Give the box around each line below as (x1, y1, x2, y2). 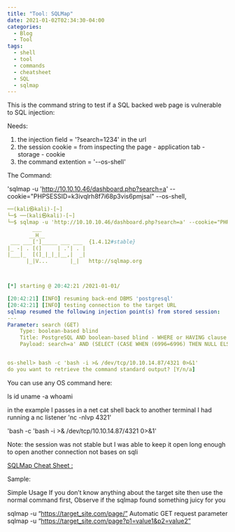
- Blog (13, 29, 33, 37)
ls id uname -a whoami (7, 392, 73, 401)
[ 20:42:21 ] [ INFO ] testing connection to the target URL (7, 301, 177, 308)
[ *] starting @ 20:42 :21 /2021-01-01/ (7, 282, 120, 290)
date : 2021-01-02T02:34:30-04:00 (7, 17, 105, 24)
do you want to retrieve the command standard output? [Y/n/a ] (7, 366, 196, 373)
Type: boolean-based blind (20, 328, 99, 335)
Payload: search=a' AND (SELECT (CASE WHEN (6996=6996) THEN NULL (20, 340, 218, 348)
